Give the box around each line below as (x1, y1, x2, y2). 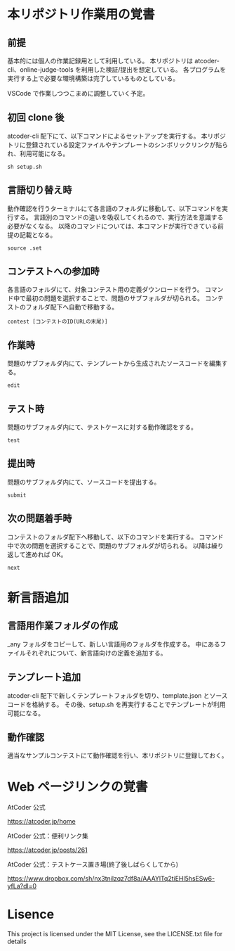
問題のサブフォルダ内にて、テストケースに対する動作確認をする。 (7, 423, 198, 431)
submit (7, 492, 27, 499)
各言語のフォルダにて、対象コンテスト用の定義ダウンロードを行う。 (7, 286, 203, 294)
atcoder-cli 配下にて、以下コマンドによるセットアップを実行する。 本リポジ (7, 132, 227, 140)
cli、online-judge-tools (7, 65, 74, 74)
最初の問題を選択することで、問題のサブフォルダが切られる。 (25, 294, 204, 302)
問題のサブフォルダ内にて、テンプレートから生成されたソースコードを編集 (7, 359, 222, 368)
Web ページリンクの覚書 (7, 779, 149, 795)
